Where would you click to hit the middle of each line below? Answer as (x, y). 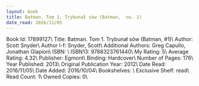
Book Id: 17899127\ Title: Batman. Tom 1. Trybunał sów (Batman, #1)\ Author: (99, 39)
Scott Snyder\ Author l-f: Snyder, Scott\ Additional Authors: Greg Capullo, (96, 45)
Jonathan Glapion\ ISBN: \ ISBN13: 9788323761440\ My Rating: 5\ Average (97, 52)
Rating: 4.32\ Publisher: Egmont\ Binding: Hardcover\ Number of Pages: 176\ (100, 58)
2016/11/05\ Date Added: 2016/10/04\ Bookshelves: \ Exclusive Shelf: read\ (98, 71)
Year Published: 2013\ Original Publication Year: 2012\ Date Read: (86, 64)
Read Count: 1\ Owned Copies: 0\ (47, 77)
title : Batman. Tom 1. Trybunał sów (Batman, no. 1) (74, 17)
